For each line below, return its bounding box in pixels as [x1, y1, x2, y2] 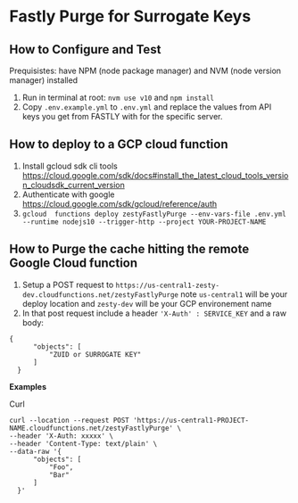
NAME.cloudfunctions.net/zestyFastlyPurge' [9, 424, 174, 433]
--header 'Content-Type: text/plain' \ [9, 439, 158, 448]
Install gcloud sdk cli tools [21, 161, 118, 171]
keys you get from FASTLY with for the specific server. [21, 111, 223, 121]
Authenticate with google [21, 189, 115, 200]
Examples [9, 381, 47, 392]
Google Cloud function [9, 256, 138, 271]
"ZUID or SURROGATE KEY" [48, 350, 142, 359]
